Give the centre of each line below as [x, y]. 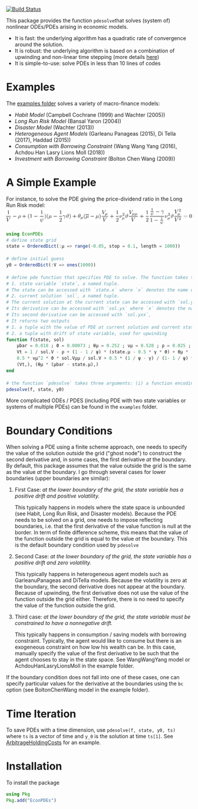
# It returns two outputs [38, 321]
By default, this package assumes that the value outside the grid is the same [99, 466]
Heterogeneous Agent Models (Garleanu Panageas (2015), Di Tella [95, 133]
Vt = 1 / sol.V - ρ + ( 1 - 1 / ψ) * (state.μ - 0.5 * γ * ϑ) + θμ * [103, 352]
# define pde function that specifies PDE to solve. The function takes [97, 277]
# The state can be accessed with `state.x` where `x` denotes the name [97, 290]
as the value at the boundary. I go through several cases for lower [86, 472]
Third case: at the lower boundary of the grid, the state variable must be [103, 617]
